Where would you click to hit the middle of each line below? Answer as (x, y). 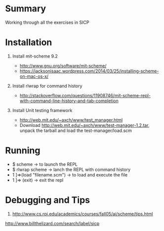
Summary (25, 9)
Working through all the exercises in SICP (47, 22)
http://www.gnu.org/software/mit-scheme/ (63, 65)
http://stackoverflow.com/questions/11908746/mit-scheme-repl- (85, 95)
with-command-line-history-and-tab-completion (69, 101)
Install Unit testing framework (42, 110)
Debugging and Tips (48, 200)
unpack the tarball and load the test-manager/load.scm (76, 130)
